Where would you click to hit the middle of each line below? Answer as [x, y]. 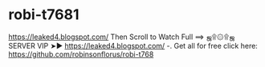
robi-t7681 [44, 15]
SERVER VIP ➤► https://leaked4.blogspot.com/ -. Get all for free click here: [133, 45]
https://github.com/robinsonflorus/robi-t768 [81, 54]
